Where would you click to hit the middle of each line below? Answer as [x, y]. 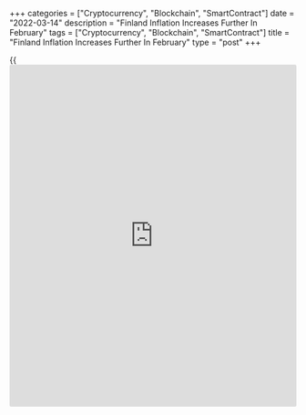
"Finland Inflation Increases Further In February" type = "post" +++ [135, 42]
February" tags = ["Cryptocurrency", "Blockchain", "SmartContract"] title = [149, 32]
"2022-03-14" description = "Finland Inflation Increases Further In [133, 23]
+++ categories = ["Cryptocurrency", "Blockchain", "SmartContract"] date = [152, 13]
